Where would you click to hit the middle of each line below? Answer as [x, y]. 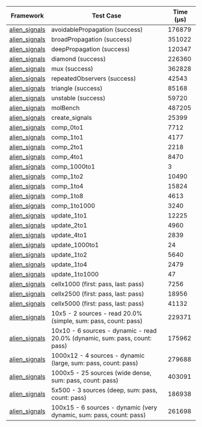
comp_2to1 [67, 147]
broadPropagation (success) [91, 39]
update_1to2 [69, 254]
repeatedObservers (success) [93, 79]
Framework [27, 16]
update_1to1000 [75, 274]
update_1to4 [69, 264]
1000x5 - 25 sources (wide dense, [101, 373]
